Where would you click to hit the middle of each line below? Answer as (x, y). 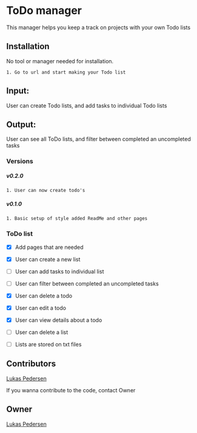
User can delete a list (42, 332)
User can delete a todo (44, 296)
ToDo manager (44, 11)
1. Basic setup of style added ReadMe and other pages (77, 219)
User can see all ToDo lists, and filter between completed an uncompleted (98, 139)
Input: (18, 91)
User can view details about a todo (58, 320)
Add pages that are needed (49, 247)
